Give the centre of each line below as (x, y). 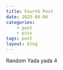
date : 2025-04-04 (27, 17)
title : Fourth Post (30, 11)
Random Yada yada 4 (32, 60)
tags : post (19, 38)
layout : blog (22, 44)
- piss (24, 33)
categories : (20, 22)
